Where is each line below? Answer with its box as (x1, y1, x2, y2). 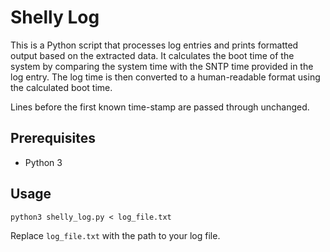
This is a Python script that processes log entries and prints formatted (10, 39, 299, 51)
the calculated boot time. (10, 81, 113, 93)
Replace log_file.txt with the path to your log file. (10, 229, 221, 241)
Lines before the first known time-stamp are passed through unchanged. (10, 101, 310, 113)
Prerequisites (10, 130, 96, 147)
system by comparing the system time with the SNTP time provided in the (10, 60, 314, 72)
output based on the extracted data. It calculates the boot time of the (10, 49, 295, 61)
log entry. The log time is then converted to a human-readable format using (10, 71, 321, 83)
